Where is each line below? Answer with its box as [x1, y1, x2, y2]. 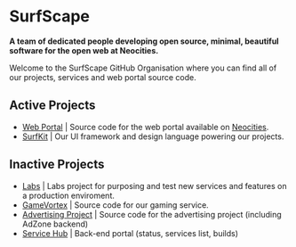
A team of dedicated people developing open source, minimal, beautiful [9, 36, 279, 46]
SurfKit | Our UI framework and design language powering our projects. [21, 131, 284, 142]
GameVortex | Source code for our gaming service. [21, 199, 209, 210]
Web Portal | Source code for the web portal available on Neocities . [21, 121, 269, 132]
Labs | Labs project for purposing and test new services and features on [21, 180, 287, 191]
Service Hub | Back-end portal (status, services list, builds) [21, 227, 238, 238]
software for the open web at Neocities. [9, 45, 159, 55]
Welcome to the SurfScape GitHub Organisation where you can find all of [9, 62, 277, 73]
